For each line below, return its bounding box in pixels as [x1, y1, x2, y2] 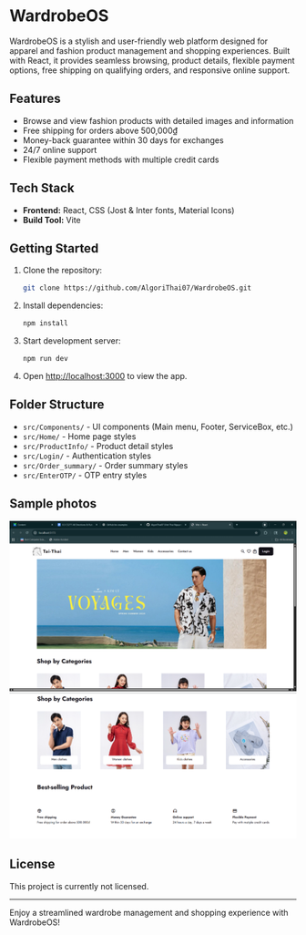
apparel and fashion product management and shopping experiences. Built [9, 45, 291, 56]
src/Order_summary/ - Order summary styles [22, 459, 189, 470]
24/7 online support [22, 144, 97, 155]
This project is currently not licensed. [9, 880, 149, 891]
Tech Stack [9, 180, 75, 196]
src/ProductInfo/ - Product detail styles [22, 440, 174, 451]
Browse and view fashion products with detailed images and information [22, 115, 294, 126]
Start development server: [22, 335, 121, 346]
